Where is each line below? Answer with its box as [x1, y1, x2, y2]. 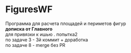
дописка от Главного [5, 25, 53, 32]
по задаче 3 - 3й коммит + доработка [5, 37, 88, 43]
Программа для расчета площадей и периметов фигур [5, 20, 126, 26]
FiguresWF [5, 4, 53, 15]
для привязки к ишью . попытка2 [5, 31, 78, 37]
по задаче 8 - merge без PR [5, 42, 66, 48]
